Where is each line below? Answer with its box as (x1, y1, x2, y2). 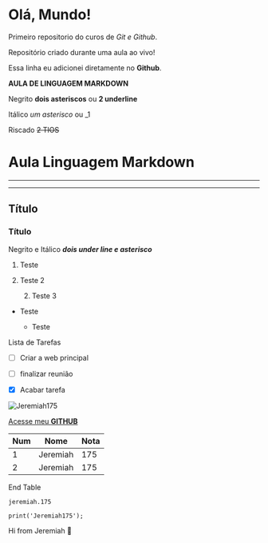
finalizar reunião (19, 369, 73, 378)
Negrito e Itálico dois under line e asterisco (8, 244, 153, 254)
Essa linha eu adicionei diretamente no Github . (8, 62, 162, 73)
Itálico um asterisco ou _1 (8, 110, 91, 119)
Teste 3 (31, 290, 57, 301)
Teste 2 (19, 275, 45, 285)
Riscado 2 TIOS (8, 125, 60, 134)
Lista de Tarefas (8, 337, 61, 347)
